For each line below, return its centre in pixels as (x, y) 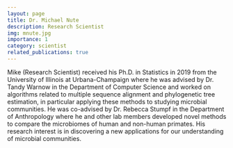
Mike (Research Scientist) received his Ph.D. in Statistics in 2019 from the (112, 72)
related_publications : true (48, 53)
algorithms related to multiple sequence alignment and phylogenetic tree (111, 94)
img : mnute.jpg (29, 33)
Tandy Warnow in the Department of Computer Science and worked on (109, 87)
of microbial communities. (45, 138)
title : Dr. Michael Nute (43, 20)
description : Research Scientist (56, 26)
